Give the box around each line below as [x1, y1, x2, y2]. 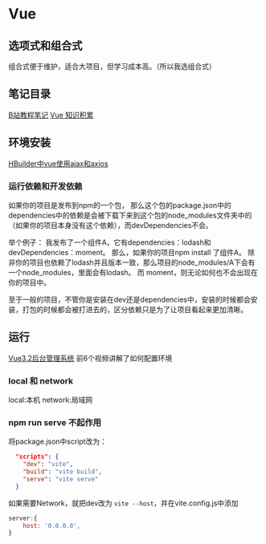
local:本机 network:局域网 [8, 395, 93, 405]
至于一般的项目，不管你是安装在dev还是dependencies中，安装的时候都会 [8, 294, 252, 304]
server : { [8, 514, 38, 522]
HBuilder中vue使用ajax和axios [8, 158, 108, 168]
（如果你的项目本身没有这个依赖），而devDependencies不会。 [8, 220, 213, 229]
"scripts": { [15, 453, 59, 461]
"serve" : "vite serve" [23, 475, 99, 483]
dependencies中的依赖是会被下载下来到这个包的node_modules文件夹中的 [8, 210, 252, 220]
